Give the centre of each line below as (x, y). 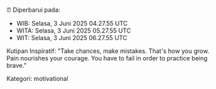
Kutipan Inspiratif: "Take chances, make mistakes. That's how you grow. (108, 51)
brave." (16, 65)
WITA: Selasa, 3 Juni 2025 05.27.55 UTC (74, 31)
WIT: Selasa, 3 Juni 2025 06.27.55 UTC (72, 38)
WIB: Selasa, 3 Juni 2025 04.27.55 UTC (72, 23)
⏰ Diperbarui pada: (34, 10)
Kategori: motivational (37, 78)
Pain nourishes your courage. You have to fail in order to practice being (107, 58)
